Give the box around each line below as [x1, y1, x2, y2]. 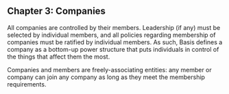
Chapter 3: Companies [7, 5, 106, 17]
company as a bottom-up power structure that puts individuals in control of [7, 45, 219, 53]
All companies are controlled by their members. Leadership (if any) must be [7, 23, 221, 31]
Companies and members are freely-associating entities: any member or [7, 65, 213, 74]
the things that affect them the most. [7, 52, 110, 61]
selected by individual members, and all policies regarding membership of [7, 31, 216, 39]
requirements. [7, 80, 47, 88]
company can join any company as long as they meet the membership [7, 73, 206, 81]
